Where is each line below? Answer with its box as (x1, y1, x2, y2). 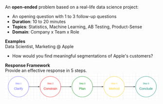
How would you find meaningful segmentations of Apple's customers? (12, 53, 153, 59)
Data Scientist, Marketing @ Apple (5, 44, 74, 49)
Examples (5, 38, 26, 44)
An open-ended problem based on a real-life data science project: (5, 4, 139, 10)
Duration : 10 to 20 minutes (12, 19, 66, 24)
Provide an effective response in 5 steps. (5, 68, 87, 73)
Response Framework (5, 63, 50, 68)
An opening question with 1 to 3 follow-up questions (12, 14, 117, 19)
